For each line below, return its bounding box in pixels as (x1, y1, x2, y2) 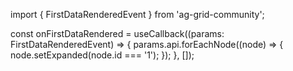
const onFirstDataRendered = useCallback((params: (10, 28, 225, 39)
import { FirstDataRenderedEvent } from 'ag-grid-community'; (10, 9, 265, 20)
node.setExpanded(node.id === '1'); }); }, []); (10, 49, 195, 61)
